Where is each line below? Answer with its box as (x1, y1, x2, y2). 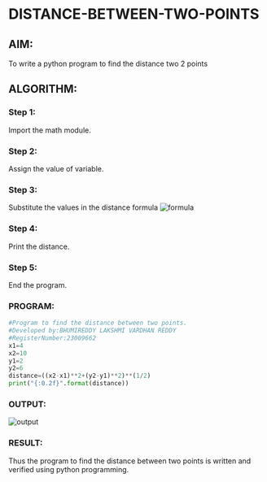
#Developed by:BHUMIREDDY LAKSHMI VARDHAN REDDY (8, 327, 177, 335)
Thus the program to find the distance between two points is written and (8, 456, 252, 466)
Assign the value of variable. (8, 163, 104, 173)
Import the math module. (8, 125, 91, 135)
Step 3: (8, 184, 38, 195)
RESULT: (8, 437, 43, 449)
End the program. (8, 280, 68, 289)
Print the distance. (8, 241, 70, 251)
